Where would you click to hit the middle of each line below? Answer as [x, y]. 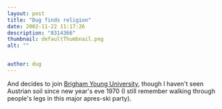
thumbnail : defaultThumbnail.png [55, 39]
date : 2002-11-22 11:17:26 [46, 26]
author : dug [24, 64]
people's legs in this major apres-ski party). [69, 98]
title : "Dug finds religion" [49, 20]
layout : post [26, 13]
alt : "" [18, 46]
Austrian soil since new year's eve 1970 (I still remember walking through [111, 91]
